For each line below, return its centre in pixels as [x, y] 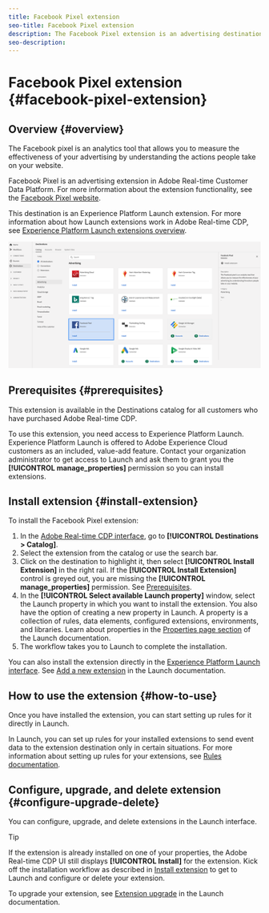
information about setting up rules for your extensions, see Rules [115, 756]
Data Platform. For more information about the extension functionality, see [130, 190]
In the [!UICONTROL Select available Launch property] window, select [137, 595]
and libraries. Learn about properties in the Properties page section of [135, 630]
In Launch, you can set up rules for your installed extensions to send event [131, 739]
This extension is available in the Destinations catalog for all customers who [133, 410]
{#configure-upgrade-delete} [84, 802]
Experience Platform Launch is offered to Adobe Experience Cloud [118, 442]
